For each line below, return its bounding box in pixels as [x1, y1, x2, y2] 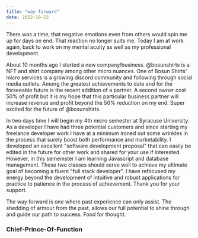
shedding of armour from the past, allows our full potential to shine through [6, 204, 190, 211]
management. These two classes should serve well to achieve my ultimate [6, 161, 188, 168]
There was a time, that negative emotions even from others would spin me [6, 30, 188, 37]
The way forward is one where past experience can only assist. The [6, 198, 172, 205]
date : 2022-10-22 [6, 14, 49, 20]
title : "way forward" [6, 8, 60, 15]
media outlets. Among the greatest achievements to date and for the [6, 80, 173, 87]
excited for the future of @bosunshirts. [6, 105, 101, 112]
